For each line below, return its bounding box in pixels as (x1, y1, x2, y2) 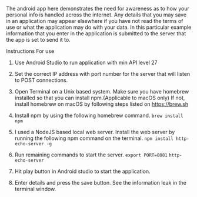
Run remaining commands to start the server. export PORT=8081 (14, 151, 168, 158)
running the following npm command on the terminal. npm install (14, 135, 173, 142)
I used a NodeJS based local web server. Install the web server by (14, 129, 175, 135)
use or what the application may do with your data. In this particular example (6, 24, 192, 31)
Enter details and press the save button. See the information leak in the (14, 179, 187, 186)
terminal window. (14, 185, 56, 192)
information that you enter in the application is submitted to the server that (6, 30, 186, 37)
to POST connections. (14, 76, 68, 84)
